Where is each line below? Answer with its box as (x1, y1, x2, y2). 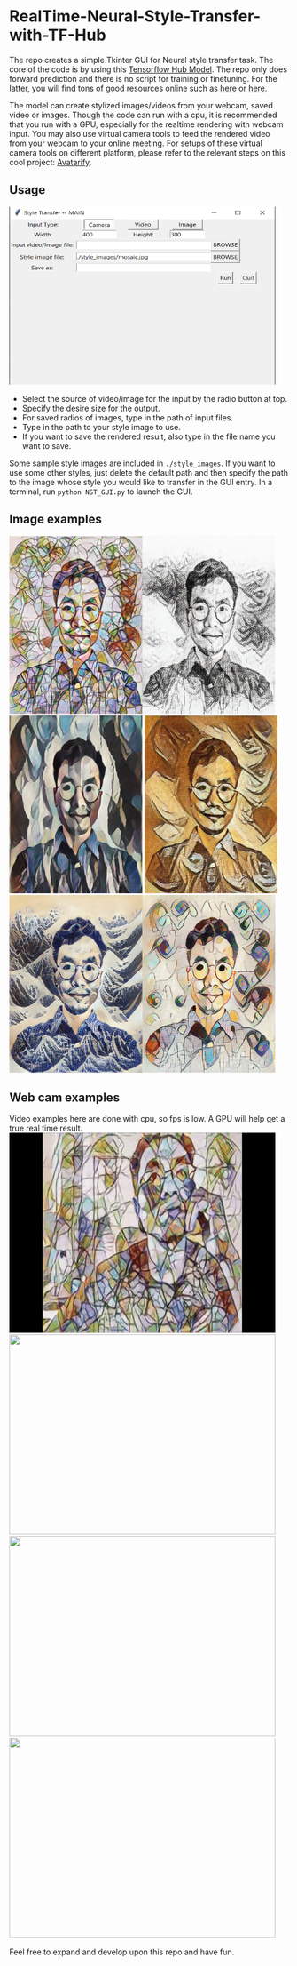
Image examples (9, 512, 102, 527)
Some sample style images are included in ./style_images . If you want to (9, 458, 276, 468)
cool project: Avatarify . (9, 156, 92, 167)
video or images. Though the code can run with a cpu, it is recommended (9, 109, 277, 120)
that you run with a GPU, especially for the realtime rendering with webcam (9, 118, 284, 130)
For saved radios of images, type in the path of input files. (21, 412, 233, 423)
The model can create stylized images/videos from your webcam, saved (9, 100, 273, 110)
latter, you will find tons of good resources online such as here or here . (9, 83, 268, 93)
